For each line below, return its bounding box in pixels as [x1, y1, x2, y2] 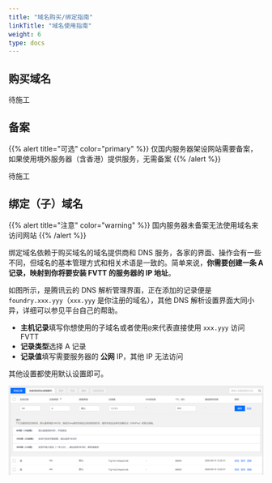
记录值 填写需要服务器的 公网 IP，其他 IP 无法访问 [19, 351, 184, 361]
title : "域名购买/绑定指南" [8, 13, 93, 21]
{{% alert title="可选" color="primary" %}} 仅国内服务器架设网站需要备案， [8, 143, 257, 153]
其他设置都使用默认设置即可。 [8, 369, 108, 378]
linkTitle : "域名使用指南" [8, 21, 92, 30]
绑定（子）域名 [8, 197, 83, 211]
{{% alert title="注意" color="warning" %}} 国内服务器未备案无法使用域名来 [8, 220, 259, 230]
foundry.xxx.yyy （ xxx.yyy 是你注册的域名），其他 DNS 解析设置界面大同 [8, 295, 248, 305]
